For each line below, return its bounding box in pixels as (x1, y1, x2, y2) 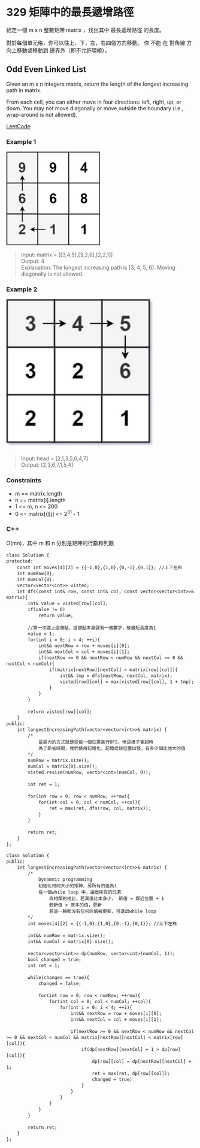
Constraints (6, 476, 42, 485)
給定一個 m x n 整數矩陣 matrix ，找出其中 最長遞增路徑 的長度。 (6, 26, 165, 34)
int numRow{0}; (17, 570, 55, 576)
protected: (6, 558, 34, 564)
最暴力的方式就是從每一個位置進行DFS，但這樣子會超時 (38, 739, 154, 745)
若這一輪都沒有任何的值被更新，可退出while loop (49, 908, 157, 914)
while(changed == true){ (28, 974, 90, 980)
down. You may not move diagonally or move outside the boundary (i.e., (6, 104, 184, 111)
